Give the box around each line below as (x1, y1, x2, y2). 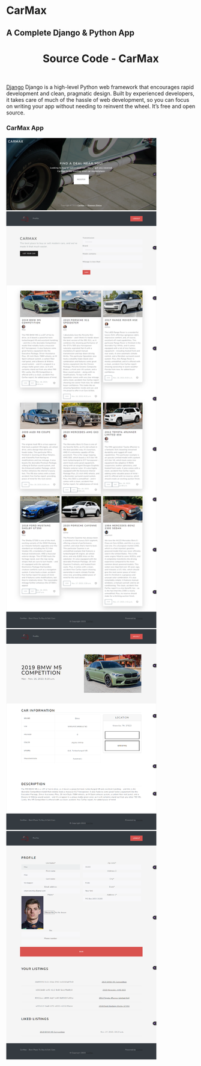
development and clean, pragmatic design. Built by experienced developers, (6, 90, 195, 97)
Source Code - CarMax (43, 52, 159, 65)
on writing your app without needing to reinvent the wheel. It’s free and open (6, 102, 196, 110)
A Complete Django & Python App (6, 28, 135, 38)
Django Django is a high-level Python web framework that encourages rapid (6, 83, 194, 90)
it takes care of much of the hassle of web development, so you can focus (6, 96, 190, 103)
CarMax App (6, 124, 44, 132)
